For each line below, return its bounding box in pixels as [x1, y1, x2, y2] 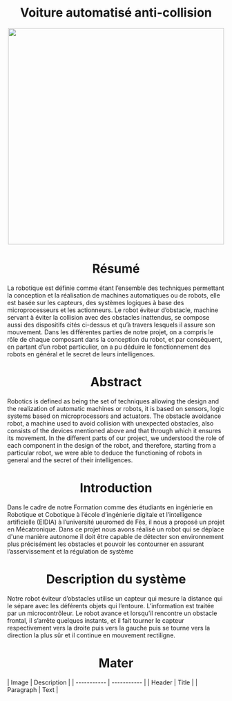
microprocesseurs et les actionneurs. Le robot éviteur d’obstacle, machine [7, 306, 219, 314]
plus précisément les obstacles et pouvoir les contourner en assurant [7, 540, 204, 548]
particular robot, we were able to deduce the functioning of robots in [7, 448, 202, 457]
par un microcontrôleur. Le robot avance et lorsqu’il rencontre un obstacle [7, 609, 217, 617]
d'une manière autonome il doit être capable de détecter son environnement [7, 532, 224, 540]
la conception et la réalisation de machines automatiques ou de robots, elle [7, 291, 221, 299]
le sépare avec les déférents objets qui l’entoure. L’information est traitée [7, 601, 215, 610]
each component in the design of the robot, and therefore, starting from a [7, 441, 216, 449]
